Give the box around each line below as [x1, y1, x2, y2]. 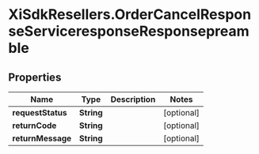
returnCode [12, 120, 57, 131]
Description [110, 94, 156, 104]
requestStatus [12, 107, 67, 118]
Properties [8, 70, 62, 84]
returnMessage [12, 133, 72, 144]
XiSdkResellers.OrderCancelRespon [8, 6, 252, 24]
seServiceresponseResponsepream [8, 22, 249, 40]
